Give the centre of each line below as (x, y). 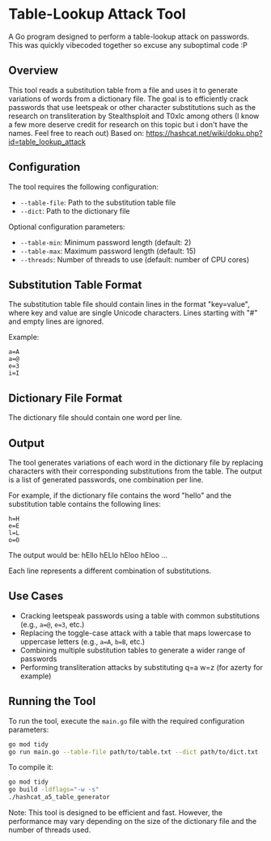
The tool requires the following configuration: (84, 186)
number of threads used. (50, 830)
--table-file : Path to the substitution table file (98, 202)
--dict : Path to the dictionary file (75, 210)
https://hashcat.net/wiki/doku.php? (204, 133)
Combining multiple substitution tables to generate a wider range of (133, 650)
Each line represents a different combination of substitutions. (110, 571)
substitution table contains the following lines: (85, 504)
